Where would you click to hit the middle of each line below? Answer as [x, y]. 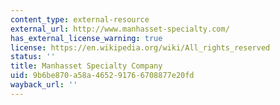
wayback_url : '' [44, 85]
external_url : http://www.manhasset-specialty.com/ [120, 29]
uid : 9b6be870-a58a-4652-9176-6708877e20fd [102, 76]
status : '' [33, 57]
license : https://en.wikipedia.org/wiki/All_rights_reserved [140, 47]
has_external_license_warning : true [86, 38]
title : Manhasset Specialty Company [86, 66]
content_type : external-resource [80, 19]
